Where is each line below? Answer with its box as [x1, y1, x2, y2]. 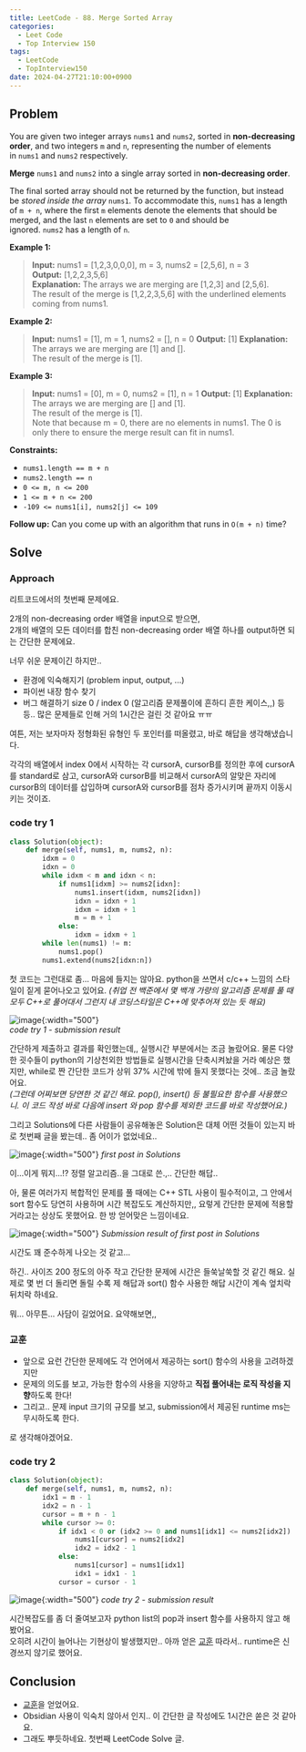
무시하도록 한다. [22, 1412, 79, 1423]
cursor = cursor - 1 [57, 1577, 137, 1586]
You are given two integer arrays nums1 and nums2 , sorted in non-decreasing [9, 130, 296, 141]
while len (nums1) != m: [42, 939, 132, 948]
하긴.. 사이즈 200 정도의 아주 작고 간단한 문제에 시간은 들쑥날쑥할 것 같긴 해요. [9, 1265, 286, 1276]
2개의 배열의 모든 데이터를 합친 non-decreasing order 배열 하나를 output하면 [9, 625, 286, 636]
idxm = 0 [42, 854, 76, 864]
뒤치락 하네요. [9, 1288, 59, 1299]
